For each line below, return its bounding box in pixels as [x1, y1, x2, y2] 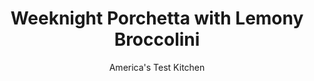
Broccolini [113, 28, 201, 51]
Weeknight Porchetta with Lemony [10, 7, 304, 30]
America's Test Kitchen [108, 61, 206, 73]
